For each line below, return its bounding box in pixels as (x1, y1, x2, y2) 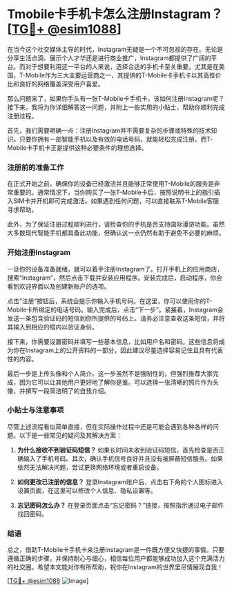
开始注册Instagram (7, 248, 71, 258)
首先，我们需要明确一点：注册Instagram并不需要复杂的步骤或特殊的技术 (7, 126, 211, 135)
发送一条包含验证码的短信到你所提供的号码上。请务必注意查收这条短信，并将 (7, 314, 225, 322)
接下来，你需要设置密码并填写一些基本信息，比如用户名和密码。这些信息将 (7, 337, 219, 345)
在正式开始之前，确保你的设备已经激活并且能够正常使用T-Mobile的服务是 (7, 180, 214, 188)
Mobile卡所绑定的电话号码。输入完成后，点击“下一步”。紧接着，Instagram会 (7, 305, 224, 314)
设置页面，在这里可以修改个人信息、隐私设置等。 (17, 486, 157, 495)
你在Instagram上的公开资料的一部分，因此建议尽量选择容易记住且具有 (12, 346, 211, 354)
